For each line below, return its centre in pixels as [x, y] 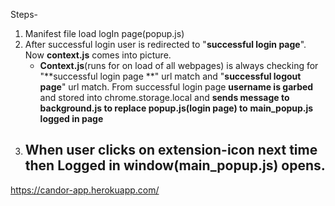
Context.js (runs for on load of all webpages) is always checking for [179, 65]
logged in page [71, 118]
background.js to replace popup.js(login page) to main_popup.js [176, 108]
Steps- [24, 14]
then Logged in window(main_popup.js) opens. [175, 165]
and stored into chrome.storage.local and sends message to [164, 97]
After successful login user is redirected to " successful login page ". [165, 44]
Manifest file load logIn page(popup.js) [104, 33]
